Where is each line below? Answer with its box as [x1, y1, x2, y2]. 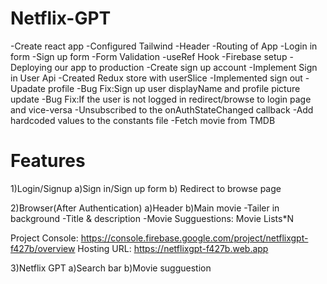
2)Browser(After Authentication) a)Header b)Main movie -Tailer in [10, 202, 280, 214]
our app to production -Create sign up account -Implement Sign [54, 61, 318, 73]
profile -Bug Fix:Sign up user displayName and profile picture [47, 82, 301, 94]
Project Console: [10, 232, 79, 244]
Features [10, 150, 86, 172]
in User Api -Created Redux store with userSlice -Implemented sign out [10, 72, 303, 84]
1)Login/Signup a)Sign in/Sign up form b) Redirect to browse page [10, 182, 282, 194]
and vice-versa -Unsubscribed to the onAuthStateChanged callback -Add [10, 103, 314, 116]
